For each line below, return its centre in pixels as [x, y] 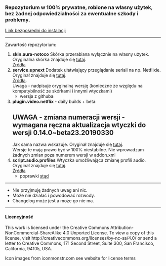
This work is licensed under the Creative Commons [57, 228]
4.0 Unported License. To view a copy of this [108, 233]
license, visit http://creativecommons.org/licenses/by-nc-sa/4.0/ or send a [81, 238]
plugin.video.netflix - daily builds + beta [54, 102]
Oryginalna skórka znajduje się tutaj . [49, 60]
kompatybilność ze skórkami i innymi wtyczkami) [62, 91]
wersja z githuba [37, 96]
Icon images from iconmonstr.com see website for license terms [70, 258]
